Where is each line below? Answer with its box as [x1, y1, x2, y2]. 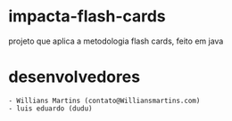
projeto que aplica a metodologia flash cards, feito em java [8, 36, 224, 46]
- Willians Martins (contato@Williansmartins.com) [8, 96, 201, 105]
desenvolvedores [8, 67, 140, 87]
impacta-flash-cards [8, 6, 166, 27]
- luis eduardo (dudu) [8, 104, 93, 113]
